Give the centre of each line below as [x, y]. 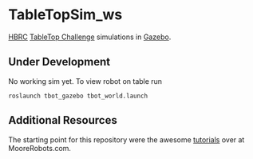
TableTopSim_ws [65, 15]
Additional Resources [63, 120]
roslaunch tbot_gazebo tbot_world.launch [78, 96]
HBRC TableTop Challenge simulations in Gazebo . [90, 37]
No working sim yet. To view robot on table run [85, 81]
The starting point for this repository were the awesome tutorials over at [126, 139]
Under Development [59, 62]
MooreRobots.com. [40, 148]
